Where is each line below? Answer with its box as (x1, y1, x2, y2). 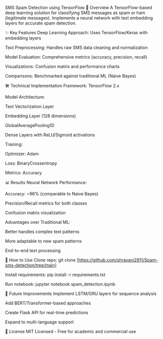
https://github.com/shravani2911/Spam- (78, 257, 158, 263)
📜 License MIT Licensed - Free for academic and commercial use (5, 329, 136, 334)
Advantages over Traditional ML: (5, 219, 71, 225)
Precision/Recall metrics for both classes (5, 200, 87, 206)
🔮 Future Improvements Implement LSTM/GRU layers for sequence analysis (5, 291, 157, 297)
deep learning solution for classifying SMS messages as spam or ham (5, 10, 145, 16)
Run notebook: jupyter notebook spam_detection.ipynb (5, 281, 116, 287)
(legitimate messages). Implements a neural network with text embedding (5, 15, 153, 21)
